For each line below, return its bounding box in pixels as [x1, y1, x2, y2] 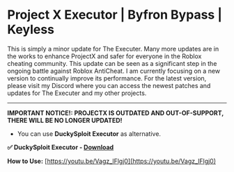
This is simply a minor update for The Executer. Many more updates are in [7, 44, 219, 53]
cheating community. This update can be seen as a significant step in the [7, 59, 217, 67]
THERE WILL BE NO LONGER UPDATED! [7, 116, 123, 124]
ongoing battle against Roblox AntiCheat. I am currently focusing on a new [7, 67, 221, 75]
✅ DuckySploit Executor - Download [7, 143, 114, 151]
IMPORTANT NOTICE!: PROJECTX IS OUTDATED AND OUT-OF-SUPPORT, [7, 108, 224, 117]
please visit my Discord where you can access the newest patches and [7, 81, 211, 89]
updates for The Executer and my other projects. [7, 89, 147, 97]
